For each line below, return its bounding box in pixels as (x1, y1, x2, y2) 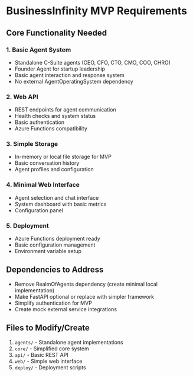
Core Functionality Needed (6, 28, 107, 38)
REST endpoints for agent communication (14, 106, 116, 113)
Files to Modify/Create (6, 323, 90, 333)
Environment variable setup (14, 248, 81, 255)
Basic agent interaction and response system (14, 71, 125, 78)
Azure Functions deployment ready (14, 235, 100, 242)
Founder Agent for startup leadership (14, 65, 105, 72)
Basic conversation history (14, 159, 80, 167)
